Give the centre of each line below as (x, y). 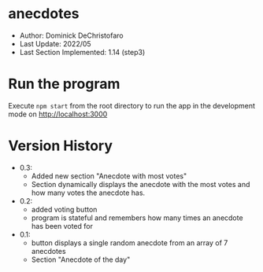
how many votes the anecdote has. (88, 193)
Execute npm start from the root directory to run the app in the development (132, 105)
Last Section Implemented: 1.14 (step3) (82, 52)
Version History (60, 146)
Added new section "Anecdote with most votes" (109, 176)
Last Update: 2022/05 (56, 43)
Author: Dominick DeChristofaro (71, 35)
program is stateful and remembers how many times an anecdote (137, 218)
